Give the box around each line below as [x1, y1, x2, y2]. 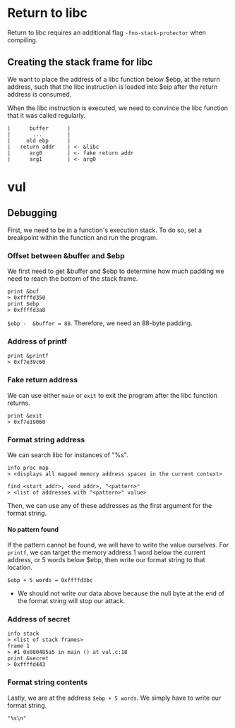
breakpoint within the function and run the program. [7, 233, 158, 241]
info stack [7, 630, 40, 638]
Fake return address [7, 375, 78, 385]
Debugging [7, 207, 58, 219]
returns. [7, 399, 30, 407]
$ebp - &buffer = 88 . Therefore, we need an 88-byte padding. [7, 319, 193, 327]
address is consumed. [7, 90, 72, 98]
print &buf [7, 288, 40, 296]
